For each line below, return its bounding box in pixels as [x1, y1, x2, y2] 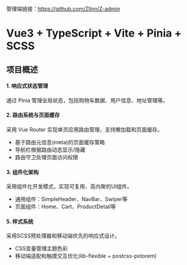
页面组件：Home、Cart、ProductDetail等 [14, 203, 116, 211]
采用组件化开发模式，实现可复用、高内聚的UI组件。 [6, 183, 133, 190]
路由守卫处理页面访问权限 [14, 153, 79, 160]
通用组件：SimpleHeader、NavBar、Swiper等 [14, 196, 128, 203]
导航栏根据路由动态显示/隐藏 [14, 146, 86, 153]
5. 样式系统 [6, 218, 34, 225]
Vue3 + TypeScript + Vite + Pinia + [6, 26, 182, 40]
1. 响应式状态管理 [6, 83, 49, 90]
